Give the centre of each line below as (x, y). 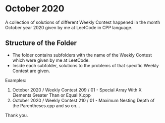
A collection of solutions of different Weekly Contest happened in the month (82, 22)
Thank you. (17, 115)
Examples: (16, 80)
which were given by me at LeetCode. (51, 60)
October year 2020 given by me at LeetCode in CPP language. (69, 27)
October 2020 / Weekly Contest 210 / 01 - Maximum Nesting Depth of (83, 100)
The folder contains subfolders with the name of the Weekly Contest (82, 55)
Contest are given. (31, 71)
